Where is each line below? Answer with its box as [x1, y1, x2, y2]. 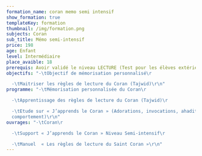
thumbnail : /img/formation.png [6, 25, 85, 32]
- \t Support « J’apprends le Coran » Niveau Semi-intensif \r [11, 130, 165, 136]
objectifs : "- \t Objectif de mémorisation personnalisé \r [6, 70, 152, 76]
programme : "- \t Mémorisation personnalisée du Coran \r [6, 86, 147, 93]
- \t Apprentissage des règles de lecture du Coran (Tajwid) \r [11, 97, 168, 104]
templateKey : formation [6, 20, 66, 26]
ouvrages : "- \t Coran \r [6, 119, 63, 125]
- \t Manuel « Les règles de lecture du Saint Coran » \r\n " [11, 141, 163, 147]
